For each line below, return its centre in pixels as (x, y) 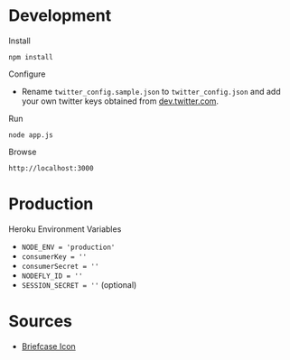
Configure (27, 74)
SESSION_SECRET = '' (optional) (79, 284)
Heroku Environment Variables (65, 229)
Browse (23, 152)
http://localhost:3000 (51, 168)
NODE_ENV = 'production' (68, 247)
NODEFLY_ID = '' (52, 276)
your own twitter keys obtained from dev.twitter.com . (120, 101)
